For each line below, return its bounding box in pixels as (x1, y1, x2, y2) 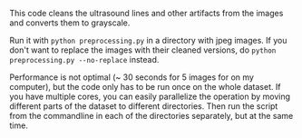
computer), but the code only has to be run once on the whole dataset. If (9, 82, 281, 92)
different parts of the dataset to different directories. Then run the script (9, 101, 278, 112)
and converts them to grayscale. (9, 17, 131, 28)
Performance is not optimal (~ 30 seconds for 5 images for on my (9, 72, 254, 83)
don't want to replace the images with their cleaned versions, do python (9, 44, 277, 55)
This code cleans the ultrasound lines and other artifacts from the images (9, 8, 284, 18)
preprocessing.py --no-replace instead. (9, 54, 160, 64)
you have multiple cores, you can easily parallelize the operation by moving (9, 91, 291, 102)
